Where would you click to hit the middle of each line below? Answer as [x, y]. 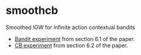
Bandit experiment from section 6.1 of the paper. [74, 39]
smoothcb [32, 11]
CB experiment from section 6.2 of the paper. [71, 45]
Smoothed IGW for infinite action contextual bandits [70, 27]
